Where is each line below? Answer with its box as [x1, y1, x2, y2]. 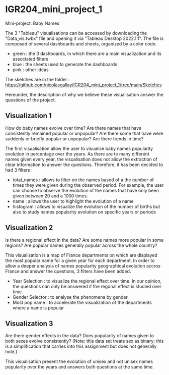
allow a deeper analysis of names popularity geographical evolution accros [5, 262, 161, 269]
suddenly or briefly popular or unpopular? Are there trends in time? [5, 135, 144, 142]
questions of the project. [5, 97, 56, 103]
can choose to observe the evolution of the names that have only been [12, 187, 159, 193]
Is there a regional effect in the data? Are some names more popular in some [5, 237, 164, 243]
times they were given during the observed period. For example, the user [12, 182, 164, 188]
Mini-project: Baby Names [5, 20, 59, 26]
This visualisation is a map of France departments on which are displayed [5, 252, 157, 258]
